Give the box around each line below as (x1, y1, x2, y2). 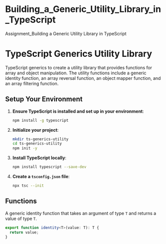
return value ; (9, 230, 39, 235)
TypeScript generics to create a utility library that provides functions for (5, 64, 153, 70)
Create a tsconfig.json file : (12, 174, 70, 180)
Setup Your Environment (5, 95, 83, 103)
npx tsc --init (12, 183, 44, 188)
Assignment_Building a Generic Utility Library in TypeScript (5, 30, 127, 36)
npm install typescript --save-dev (12, 165, 87, 170)
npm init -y (12, 146, 37, 151)
